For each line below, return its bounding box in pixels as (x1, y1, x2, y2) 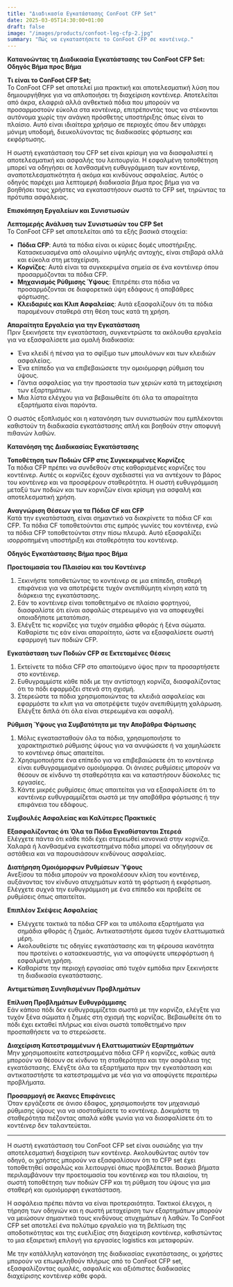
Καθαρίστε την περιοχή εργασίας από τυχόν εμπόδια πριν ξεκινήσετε (17, 964, 219, 973)
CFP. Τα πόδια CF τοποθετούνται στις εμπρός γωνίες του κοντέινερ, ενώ (7, 521, 218, 529)
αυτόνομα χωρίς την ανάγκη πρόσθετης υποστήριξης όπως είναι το (7, 113, 204, 122)
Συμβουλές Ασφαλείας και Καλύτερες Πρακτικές (7, 814, 157, 822)
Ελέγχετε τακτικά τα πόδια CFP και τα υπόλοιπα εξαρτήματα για (17, 920, 205, 928)
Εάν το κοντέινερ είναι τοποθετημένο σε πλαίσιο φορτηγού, (17, 599, 191, 607)
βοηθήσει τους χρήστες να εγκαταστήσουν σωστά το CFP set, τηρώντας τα (7, 186, 226, 194)
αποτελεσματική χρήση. (7, 493, 76, 502)
